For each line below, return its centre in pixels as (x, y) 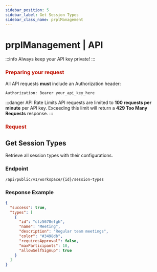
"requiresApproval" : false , (49, 241)
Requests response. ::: (29, 113)
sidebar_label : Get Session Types (42, 15)
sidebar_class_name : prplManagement (44, 19)
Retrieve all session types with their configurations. (59, 155)
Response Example (30, 192)
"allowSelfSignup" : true (45, 250)
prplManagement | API (54, 45)
